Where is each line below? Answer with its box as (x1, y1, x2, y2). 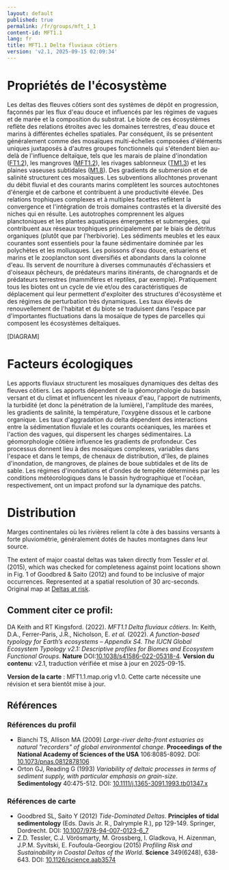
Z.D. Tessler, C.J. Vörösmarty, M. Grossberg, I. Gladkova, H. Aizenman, (16, 834, 217, 842)
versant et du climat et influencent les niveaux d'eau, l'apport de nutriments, (7, 394, 222, 402)
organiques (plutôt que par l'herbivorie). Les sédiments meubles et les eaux (7, 231, 220, 240)
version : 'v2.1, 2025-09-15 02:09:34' (7, 49, 118, 56)
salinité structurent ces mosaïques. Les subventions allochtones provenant (7, 173, 217, 182)
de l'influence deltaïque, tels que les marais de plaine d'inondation (20, 152, 207, 160)
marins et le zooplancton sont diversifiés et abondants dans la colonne (7, 253, 206, 261)
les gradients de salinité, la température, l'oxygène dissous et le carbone (7, 408, 212, 416)
